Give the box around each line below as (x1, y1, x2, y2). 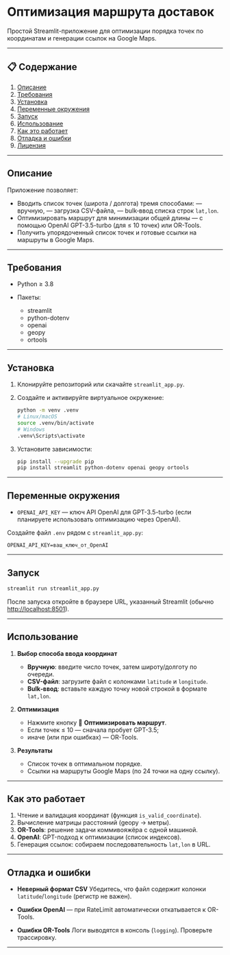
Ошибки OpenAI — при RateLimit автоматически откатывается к (16, 906, 207, 914)
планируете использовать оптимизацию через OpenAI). (16, 515, 181, 523)
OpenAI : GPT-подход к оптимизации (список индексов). (16, 833, 182, 841)
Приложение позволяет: (7, 186, 79, 194)
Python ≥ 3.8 (16, 280, 54, 288)
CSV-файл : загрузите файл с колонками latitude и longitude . (27, 677, 208, 685)
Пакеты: (16, 293, 41, 302)
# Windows (16, 426, 46, 433)
